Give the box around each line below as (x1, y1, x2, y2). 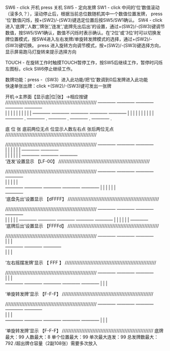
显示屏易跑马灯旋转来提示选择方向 (5, 49, 77, 55)
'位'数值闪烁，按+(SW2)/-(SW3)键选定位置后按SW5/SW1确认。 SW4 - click (5, 17, 162, 23)
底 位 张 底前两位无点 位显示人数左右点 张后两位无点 (5, 126, 114, 132)
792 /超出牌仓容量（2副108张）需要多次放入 (5, 340, 97, 346)
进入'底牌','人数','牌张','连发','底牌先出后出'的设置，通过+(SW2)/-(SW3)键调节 (5, 23, 165, 29)
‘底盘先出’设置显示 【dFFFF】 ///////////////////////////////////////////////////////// (5, 196, 159, 202)
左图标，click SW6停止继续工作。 (5, 66, 75, 72)
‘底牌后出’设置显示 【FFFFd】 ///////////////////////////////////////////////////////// (5, 223, 159, 229)
